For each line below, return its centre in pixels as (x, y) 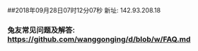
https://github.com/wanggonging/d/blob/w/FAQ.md (99, 39)
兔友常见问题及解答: (41, 30)
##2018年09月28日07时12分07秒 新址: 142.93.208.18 (84, 10)
